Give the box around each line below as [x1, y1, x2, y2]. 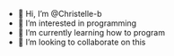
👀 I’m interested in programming [17, 18, 137, 28]
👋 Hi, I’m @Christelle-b [17, 9, 102, 19]
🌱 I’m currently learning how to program [17, 28, 166, 37]
